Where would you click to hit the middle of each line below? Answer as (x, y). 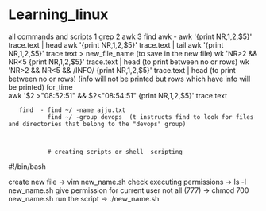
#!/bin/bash (27, 166)
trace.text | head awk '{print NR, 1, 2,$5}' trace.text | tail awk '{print (116, 44)
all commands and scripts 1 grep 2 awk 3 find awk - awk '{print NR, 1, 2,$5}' (130, 36)
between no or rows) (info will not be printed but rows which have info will (129, 79)
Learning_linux (58, 15)
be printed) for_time (40, 87)
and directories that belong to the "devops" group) (97, 124)
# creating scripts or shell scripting (115, 152)
